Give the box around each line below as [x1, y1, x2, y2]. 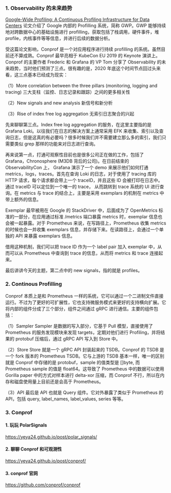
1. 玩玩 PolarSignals [5, 422, 47, 428]
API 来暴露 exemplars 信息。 [15, 233, 76, 239]
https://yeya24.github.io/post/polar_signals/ [5, 434, 97, 440]
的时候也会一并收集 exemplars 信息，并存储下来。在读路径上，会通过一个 [5, 227, 159, 233]
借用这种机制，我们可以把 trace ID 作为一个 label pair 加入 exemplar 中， [5, 244, 158, 250]
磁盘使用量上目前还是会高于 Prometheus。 [14, 378, 104, 385]
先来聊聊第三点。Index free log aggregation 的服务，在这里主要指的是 [5, 122, 152, 128]
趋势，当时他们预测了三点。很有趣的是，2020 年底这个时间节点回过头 [9, 65, 157, 72]
